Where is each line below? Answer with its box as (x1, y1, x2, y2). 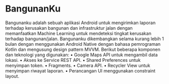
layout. (5, 73, 19, 79)
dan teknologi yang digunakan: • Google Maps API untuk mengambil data (5, 51, 158, 58)
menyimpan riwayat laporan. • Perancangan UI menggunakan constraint (5, 67, 155, 73)
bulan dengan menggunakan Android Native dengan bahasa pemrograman (5, 41, 161, 47)
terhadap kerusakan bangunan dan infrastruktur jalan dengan (5, 25, 133, 31)
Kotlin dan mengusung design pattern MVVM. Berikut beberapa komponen (5, 46, 160, 52)
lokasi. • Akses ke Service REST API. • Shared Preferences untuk (5, 57, 141, 63)
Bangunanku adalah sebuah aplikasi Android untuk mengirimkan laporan (5, 20, 156, 26)
